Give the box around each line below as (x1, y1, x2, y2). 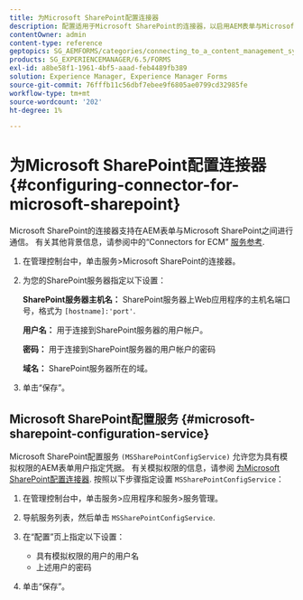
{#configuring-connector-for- (9, 175, 240, 195)
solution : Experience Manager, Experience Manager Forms (9, 72, 228, 81)
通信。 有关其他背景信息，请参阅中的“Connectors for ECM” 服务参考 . (9, 237, 265, 248)
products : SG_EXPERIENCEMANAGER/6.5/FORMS (9, 55, 171, 64)
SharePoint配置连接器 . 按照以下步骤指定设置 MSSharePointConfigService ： (9, 473, 284, 484)
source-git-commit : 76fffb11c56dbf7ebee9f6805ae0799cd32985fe (9, 80, 248, 89)
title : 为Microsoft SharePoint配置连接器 (9, 13, 160, 23)
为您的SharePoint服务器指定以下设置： (22, 275, 167, 286)
